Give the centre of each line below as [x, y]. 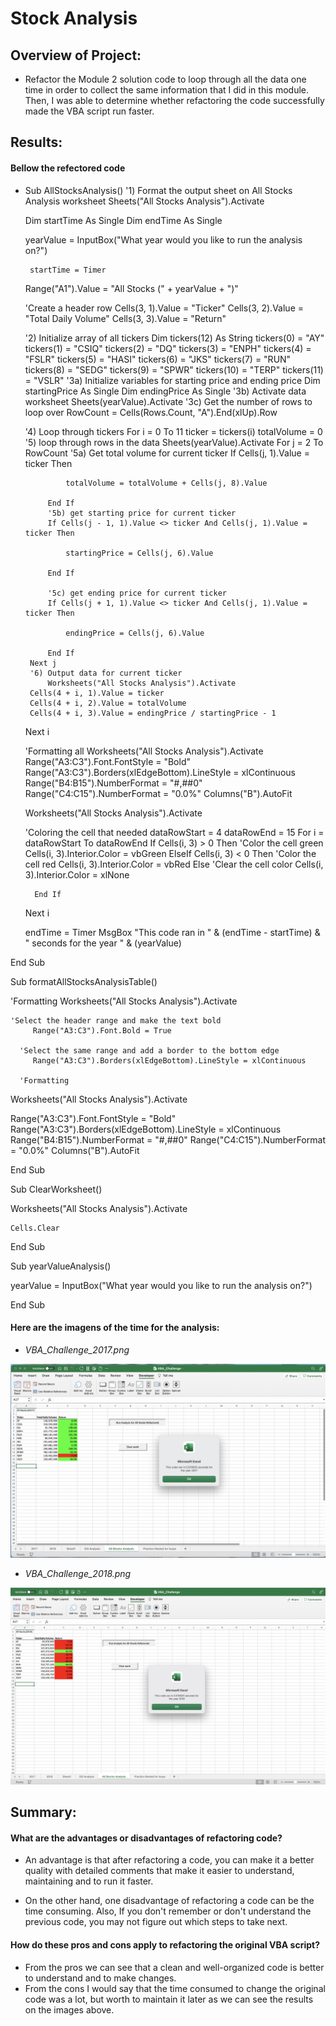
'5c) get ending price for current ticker [137, 593]
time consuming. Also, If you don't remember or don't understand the [168, 1911]
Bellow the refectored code [68, 168]
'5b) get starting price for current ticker [142, 513]
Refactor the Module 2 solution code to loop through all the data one [165, 79]
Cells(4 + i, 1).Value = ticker [97, 693]
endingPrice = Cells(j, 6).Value [135, 633]
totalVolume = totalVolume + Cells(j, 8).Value [166, 483]
